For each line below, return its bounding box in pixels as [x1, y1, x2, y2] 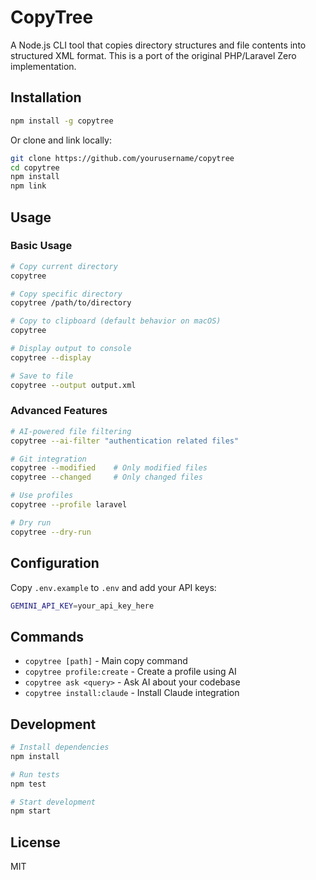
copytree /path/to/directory [10, 298, 132, 308]
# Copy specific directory [10, 289, 123, 299]
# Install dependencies [10, 742, 110, 753]
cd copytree [10, 162, 60, 173]
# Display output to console [10, 344, 132, 354]
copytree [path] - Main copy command [24, 655, 188, 667]
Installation [10, 89, 82, 106]
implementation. [10, 60, 77, 72]
